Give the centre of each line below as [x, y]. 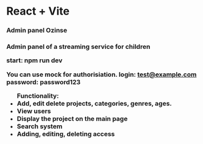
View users [34, 111]
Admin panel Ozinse [37, 31]
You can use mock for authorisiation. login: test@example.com [101, 74]
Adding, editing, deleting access [66, 134]
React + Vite [38, 11]
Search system [40, 126]
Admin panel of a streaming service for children [78, 47]
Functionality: [38, 96]
